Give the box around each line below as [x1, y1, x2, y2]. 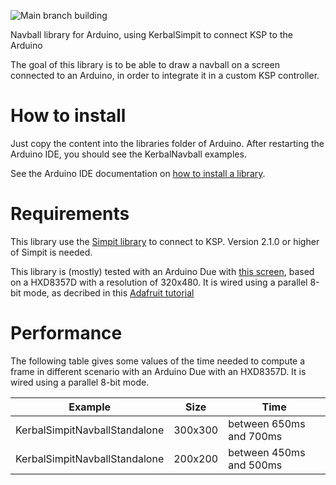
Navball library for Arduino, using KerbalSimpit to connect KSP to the [10, 29, 293, 40]
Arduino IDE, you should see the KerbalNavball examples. [10, 148, 247, 160]
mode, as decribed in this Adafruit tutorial [23, 286, 195, 299]
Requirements [10, 203, 130, 225]
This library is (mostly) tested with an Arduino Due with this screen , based [10, 265, 315, 277]
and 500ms [228, 458, 283, 472]
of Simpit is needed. [10, 246, 93, 258]
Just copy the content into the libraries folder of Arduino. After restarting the [10, 137, 325, 149]
